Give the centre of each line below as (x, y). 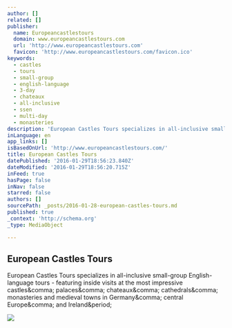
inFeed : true (26, 174)
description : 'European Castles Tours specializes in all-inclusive (108, 129)
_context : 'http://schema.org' (52, 218)
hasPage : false (29, 180)
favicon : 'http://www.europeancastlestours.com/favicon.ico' (103, 52)
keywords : (21, 59)
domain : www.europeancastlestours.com (69, 39)
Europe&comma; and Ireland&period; (60, 305)
